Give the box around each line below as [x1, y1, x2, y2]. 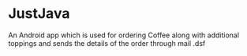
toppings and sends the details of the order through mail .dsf [8, 38, 206, 47]
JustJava [8, 5, 70, 23]
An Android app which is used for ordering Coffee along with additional [8, 30, 239, 40]
